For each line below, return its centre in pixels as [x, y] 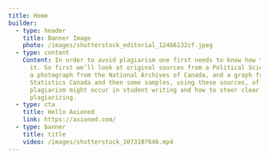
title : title [44, 134]
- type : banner [41, 127]
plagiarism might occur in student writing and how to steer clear [145, 90]
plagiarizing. [53, 97]
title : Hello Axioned [58, 113]
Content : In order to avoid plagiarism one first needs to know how [139, 61]
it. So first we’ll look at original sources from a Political [137, 68]
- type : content [42, 53]
